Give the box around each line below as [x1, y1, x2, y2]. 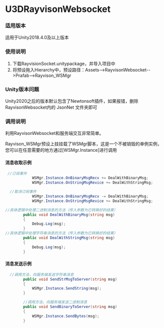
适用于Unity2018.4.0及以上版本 [5, 34, 69, 40]
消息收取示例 [5, 159, 31, 165]
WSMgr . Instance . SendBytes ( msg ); [31, 314, 99, 319]
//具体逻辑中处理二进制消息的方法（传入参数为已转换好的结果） [5, 207, 118, 213]
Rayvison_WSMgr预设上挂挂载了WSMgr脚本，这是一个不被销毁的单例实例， [5, 141, 162, 147]
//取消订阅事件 [9, 189, 36, 194]
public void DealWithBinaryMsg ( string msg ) [23, 212, 115, 217]
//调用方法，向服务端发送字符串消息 [9, 272, 74, 277]
